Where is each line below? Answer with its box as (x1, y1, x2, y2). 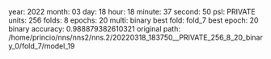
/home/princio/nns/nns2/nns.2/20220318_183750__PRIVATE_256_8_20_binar (8, 32, 263, 42)
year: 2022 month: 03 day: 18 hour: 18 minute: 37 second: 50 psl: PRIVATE (8, 7, 256, 16)
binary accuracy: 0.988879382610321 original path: (8, 24, 180, 33)
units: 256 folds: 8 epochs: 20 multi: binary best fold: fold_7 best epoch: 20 (8, 15, 259, 25)
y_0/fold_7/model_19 (8, 41, 75, 51)
